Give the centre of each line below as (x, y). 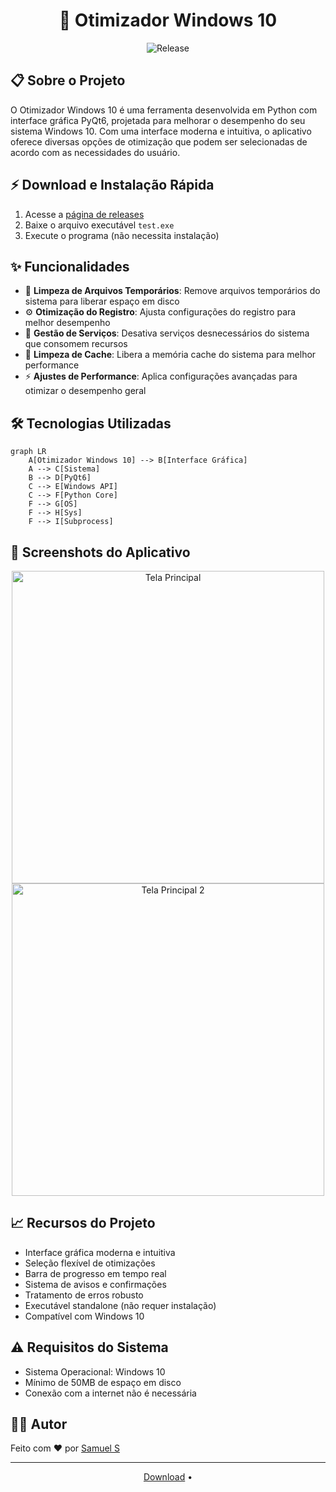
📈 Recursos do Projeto (83, 1223)
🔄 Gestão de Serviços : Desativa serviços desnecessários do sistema (167, 333)
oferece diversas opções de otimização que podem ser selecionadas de (159, 141)
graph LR (28, 452)
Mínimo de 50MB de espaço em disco (103, 1382)
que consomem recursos (76, 344)
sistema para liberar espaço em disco (102, 301)
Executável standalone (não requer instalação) (120, 1305)
